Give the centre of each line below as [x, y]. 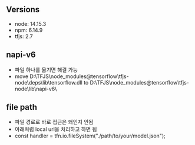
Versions [23, 10]
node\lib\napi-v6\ [36, 89]
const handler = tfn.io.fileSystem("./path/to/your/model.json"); [90, 136]
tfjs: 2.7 [24, 36]
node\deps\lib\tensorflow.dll [48, 82]
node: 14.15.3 [30, 23]
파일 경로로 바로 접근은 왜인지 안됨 [54, 122]
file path [22, 107]
